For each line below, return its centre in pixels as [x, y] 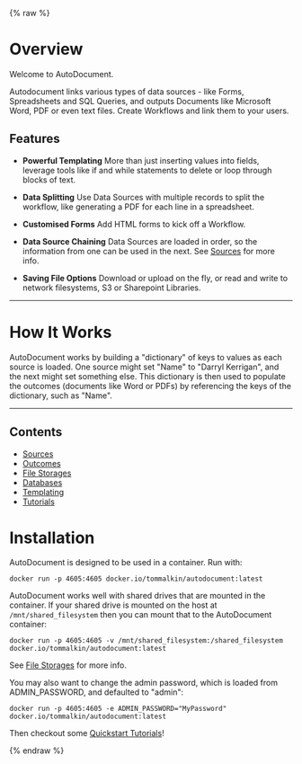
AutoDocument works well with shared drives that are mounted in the [138, 596]
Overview [46, 49]
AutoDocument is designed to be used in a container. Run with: [126, 563]
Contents [36, 432]
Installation [52, 537]
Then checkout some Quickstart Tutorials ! [87, 733]
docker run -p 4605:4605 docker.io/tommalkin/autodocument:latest [136, 579]
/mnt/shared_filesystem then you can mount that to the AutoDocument [141, 615]
